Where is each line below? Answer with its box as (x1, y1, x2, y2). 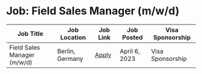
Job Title (17, 29, 43, 38)
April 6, (119, 47, 140, 55)
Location (60, 33, 86, 41)
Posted (122, 33, 143, 41)
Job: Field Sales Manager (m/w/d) (6, 4, 180, 18)
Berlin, (57, 47, 76, 55)
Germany (57, 54, 84, 63)
